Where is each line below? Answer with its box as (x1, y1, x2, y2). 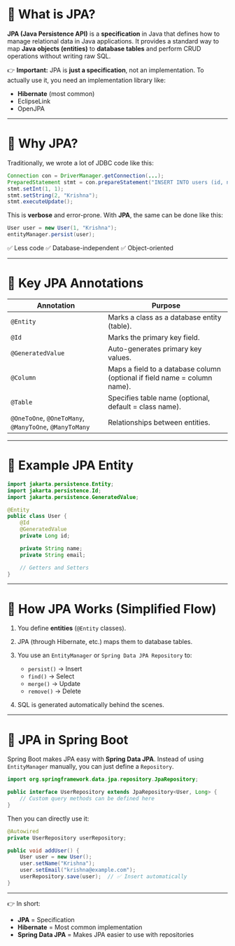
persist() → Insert (27, 665, 83, 673)
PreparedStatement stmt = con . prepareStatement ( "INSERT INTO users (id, (7, 179, 224, 186)
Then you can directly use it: (7, 814, 90, 823)
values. (108, 352, 131, 362)
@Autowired (7, 828, 39, 835)
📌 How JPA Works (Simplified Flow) (7, 601, 217, 617)
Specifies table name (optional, (108, 392, 211, 402)
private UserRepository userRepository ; (7, 834, 127, 842)
